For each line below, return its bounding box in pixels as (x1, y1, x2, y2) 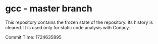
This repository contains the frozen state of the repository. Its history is (5, 19, 153, 25)
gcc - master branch (5, 3, 92, 14)
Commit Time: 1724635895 (5, 34, 62, 40)
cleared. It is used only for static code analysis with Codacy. (5, 24, 130, 30)
